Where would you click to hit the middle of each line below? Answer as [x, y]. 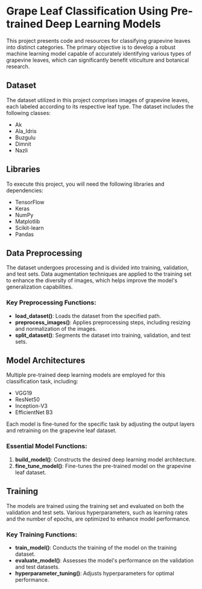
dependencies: [25, 190]
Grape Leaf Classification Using [87, 11]
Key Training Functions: [42, 535]
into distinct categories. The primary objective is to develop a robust [91, 47]
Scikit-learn [29, 227]
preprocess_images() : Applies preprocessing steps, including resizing [103, 322]
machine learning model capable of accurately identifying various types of [99, 53]
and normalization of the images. [56, 328]
